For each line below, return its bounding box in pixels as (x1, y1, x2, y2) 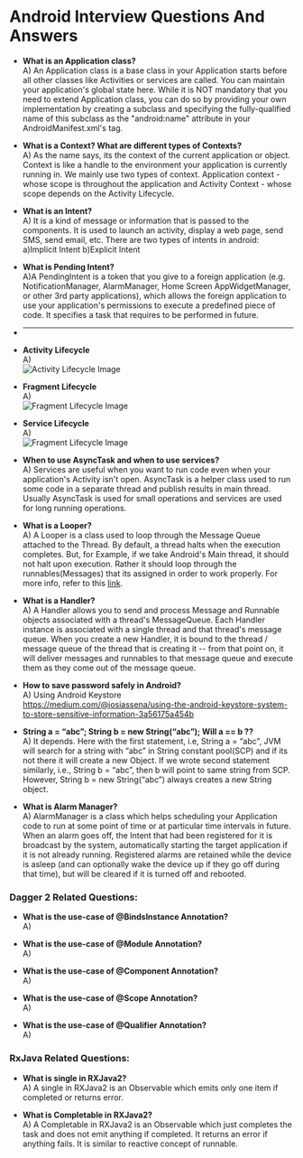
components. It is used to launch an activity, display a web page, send (22, 224, 284, 236)
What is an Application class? (22, 55, 137, 66)
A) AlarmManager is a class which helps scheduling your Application (22, 810, 278, 821)
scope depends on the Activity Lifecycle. (22, 188, 175, 199)
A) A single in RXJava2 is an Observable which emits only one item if (22, 1082, 279, 1093)
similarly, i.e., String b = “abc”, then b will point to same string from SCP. (22, 764, 291, 775)
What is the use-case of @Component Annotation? (22, 966, 219, 976)
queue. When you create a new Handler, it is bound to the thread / (22, 633, 269, 644)
